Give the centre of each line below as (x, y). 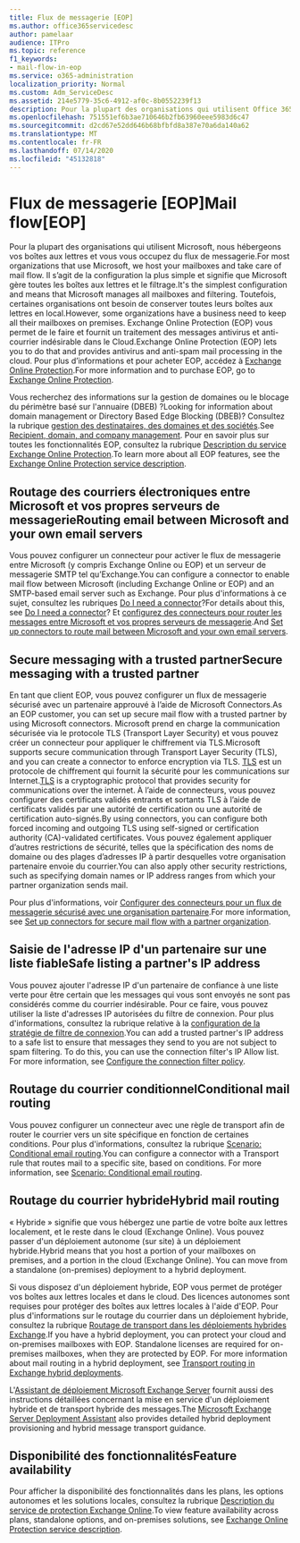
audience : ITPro (39, 42)
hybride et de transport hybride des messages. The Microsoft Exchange (141, 1409)
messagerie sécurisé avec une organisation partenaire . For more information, (150, 912)
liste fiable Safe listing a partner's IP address (135, 964)
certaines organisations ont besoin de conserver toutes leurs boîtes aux (142, 304)
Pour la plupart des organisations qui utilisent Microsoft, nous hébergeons (145, 247)
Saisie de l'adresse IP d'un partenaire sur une (138, 950)
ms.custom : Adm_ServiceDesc (62, 92)
